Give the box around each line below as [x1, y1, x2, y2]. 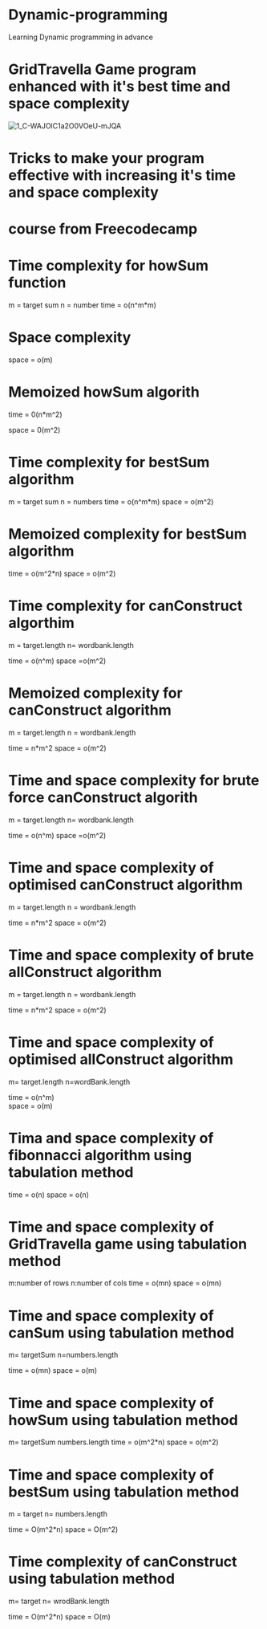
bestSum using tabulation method [8, 1483, 240, 1501]
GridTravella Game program [8, 60, 196, 79]
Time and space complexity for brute [8, 772, 260, 789]
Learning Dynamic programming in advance [8, 32, 154, 42]
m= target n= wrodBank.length [8, 1596, 110, 1607]
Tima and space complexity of [8, 1129, 214, 1147]
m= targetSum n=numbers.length [8, 1350, 119, 1360]
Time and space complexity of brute [8, 946, 254, 964]
